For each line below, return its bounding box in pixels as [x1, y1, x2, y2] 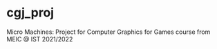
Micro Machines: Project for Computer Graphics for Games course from [6, 28, 211, 36]
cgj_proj [6, 5, 55, 21]
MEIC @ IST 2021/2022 [6, 35, 73, 43]
